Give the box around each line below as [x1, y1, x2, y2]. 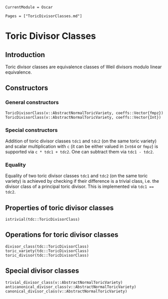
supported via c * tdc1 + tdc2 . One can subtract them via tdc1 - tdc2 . [5, 148, 154, 155]
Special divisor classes [5, 267, 79, 275]
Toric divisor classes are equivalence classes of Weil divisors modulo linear [5, 64, 162, 70]
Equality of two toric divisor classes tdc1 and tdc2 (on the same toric [5, 173, 148, 179]
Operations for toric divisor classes [5, 230, 119, 239]
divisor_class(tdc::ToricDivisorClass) [5, 244, 89, 249]
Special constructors [5, 126, 58, 133]
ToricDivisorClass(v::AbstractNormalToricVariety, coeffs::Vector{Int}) [5, 115, 161, 120]
